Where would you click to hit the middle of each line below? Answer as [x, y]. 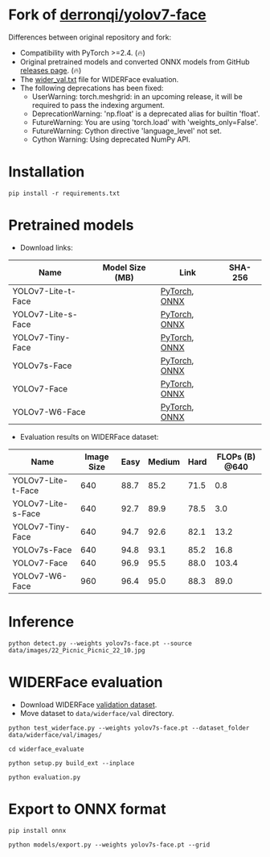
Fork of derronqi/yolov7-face [107, 15]
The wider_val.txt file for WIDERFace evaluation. [99, 79]
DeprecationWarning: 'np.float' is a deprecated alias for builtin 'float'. [146, 114]
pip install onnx [37, 830]
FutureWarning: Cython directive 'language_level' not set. [127, 130]
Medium [164, 462]
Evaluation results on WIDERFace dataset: [89, 437]
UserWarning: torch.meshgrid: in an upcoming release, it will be [137, 96]
